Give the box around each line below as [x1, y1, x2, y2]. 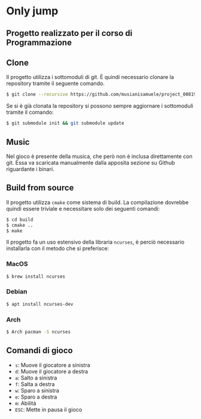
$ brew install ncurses [6, 274, 66, 280]
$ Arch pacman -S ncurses [6, 329, 71, 335]
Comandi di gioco [6, 345, 73, 356]
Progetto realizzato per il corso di [6, 28, 133, 38]
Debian [6, 287, 28, 296]
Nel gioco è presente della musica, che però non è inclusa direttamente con [6, 153, 193, 160]
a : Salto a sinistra [14, 374, 57, 381]
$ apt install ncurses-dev [6, 301, 74, 307]
